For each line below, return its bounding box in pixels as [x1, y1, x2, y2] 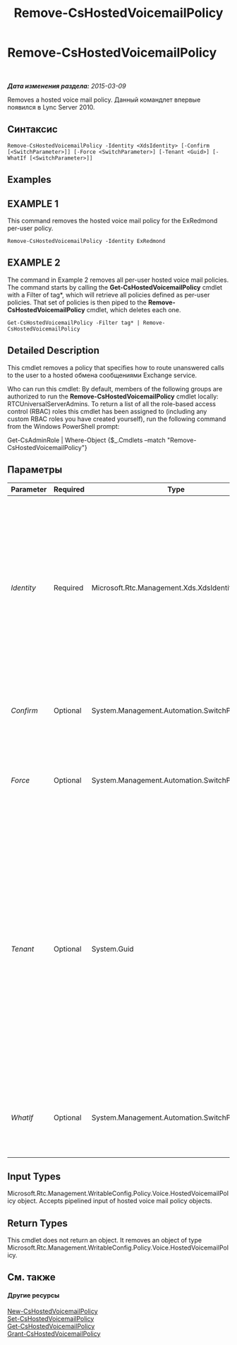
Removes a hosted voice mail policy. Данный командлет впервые [7, 95, 201, 104]
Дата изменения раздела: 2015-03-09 [7, 81, 126, 90]
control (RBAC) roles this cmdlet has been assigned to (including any [7, 407, 207, 415]
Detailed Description [7, 345, 100, 357]
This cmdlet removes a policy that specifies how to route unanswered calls [7, 363, 224, 372]
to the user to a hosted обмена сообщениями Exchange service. [7, 371, 197, 379]
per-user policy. [7, 224, 54, 232]
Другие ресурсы [7, 1291, 60, 1299]
